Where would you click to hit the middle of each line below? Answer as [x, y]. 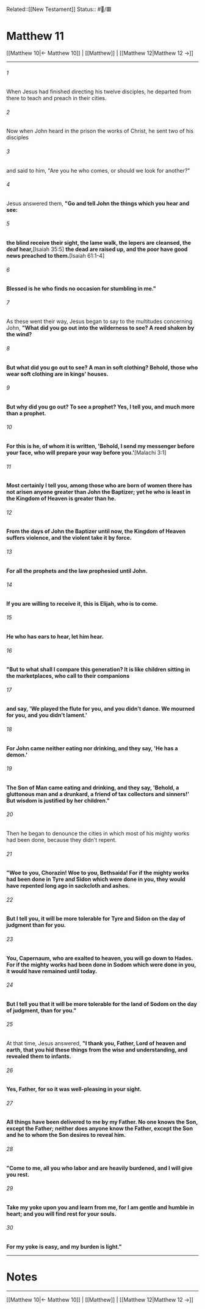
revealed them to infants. [39, 1056]
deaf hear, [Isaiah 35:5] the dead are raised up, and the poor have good [97, 249]
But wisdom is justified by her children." [58, 800]
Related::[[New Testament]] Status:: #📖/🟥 [59, 9]
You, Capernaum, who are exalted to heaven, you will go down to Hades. [100, 958]
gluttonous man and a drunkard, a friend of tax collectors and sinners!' [98, 794]
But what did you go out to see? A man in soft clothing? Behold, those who [102, 367]
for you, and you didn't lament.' [47, 715]
